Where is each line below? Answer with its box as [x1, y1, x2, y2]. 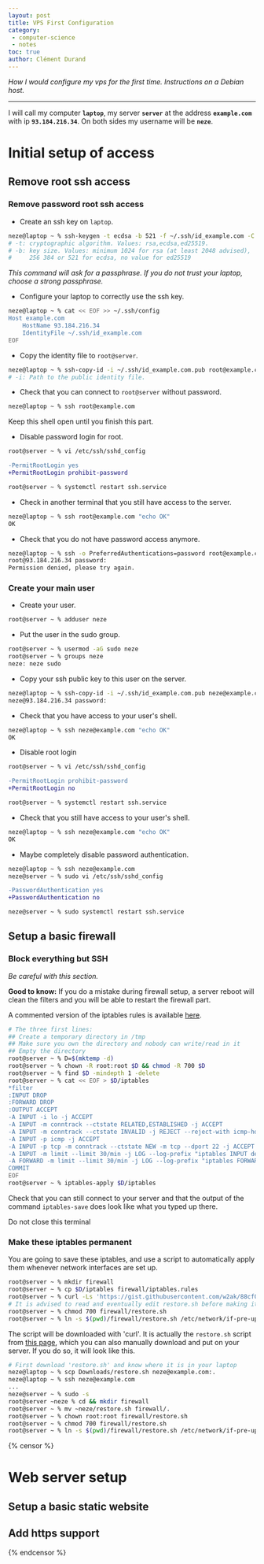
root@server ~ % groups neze [8, 653, 104, 661]
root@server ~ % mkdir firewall [8, 1278, 114, 1286]
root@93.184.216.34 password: [8, 557, 108, 565]
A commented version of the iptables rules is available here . [8, 1010, 202, 1020]
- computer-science [11, 33, 76, 42]
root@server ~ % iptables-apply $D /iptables [8, 1179, 156, 1188]
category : [8, 26, 41, 34]
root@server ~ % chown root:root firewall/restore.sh [8, 1412, 189, 1420]
